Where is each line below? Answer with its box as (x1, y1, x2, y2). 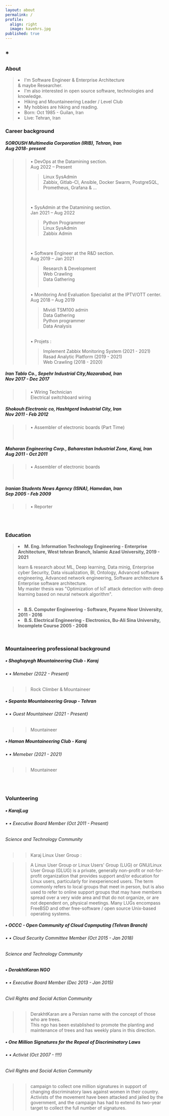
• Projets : (30, 338, 52, 344)
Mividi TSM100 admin (43, 307, 88, 313)
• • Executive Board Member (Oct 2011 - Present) (5, 821, 109, 827)
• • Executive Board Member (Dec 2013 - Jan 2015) (5, 979, 114, 986)
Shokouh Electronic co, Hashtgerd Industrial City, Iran (5, 406, 122, 412)
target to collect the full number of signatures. (30, 1105, 127, 1111)
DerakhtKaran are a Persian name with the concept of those (30, 1011, 156, 1017)
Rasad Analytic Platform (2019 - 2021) (43, 353, 123, 360)
